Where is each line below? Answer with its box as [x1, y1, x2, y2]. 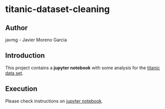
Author [5, 24, 28, 32]
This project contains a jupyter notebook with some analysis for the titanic [5, 64, 160, 71]
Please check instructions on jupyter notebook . [5, 98, 103, 104]
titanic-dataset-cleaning [5, 4, 110, 15]
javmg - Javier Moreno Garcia [5, 37, 67, 43]
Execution [5, 84, 38, 93]
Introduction [5, 51, 45, 60]
